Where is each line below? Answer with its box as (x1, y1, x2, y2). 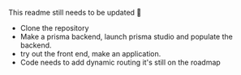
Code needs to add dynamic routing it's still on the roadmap (19, 57, 221, 67)
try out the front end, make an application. (19, 49, 161, 58)
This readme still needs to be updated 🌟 (8, 8, 142, 17)
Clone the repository (19, 23, 89, 32)
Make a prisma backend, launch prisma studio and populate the (19, 32, 233, 41)
